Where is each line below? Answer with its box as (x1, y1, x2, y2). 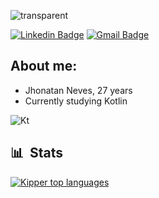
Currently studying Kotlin (24, 95, 128, 107)
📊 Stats (10, 145, 64, 162)
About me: (10, 58, 78, 75)
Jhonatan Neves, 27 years (24, 84, 133, 96)
